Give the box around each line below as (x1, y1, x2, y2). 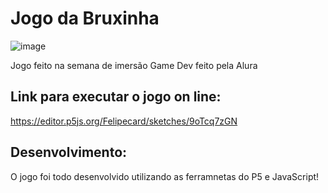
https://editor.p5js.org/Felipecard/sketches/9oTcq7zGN (10, 115, 238, 127)
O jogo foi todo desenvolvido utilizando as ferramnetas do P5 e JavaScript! (10, 170, 320, 182)
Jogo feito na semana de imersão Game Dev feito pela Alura (10, 59, 258, 71)
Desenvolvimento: (10, 144, 128, 161)
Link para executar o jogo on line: (10, 88, 222, 106)
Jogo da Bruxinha (10, 7, 160, 30)
